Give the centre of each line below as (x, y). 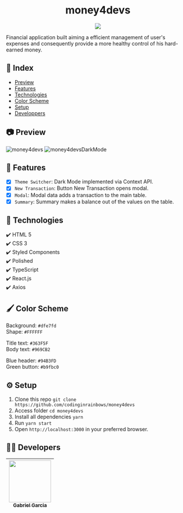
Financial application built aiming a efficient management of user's (86, 37)
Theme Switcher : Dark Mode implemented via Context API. (84, 182)
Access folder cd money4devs (49, 411)
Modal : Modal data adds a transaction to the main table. (80, 195)
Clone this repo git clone (45, 399)
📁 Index (20, 68)
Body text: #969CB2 (28, 349)
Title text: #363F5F (27, 343)
